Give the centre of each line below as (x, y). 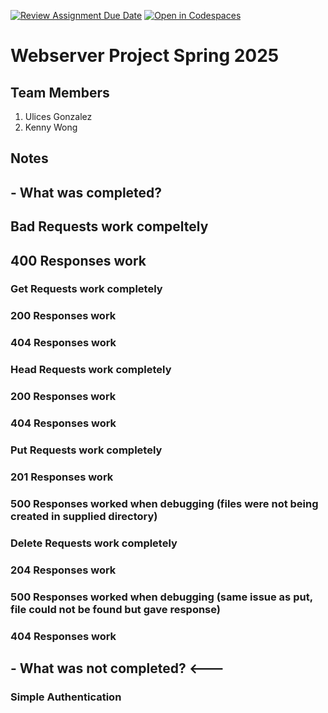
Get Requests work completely (86, 289)
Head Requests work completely (91, 370)
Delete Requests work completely (94, 543)
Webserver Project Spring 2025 (145, 56)
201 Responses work (62, 477)
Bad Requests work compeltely (109, 226)
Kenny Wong (51, 127)
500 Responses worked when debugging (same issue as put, (161, 597)
